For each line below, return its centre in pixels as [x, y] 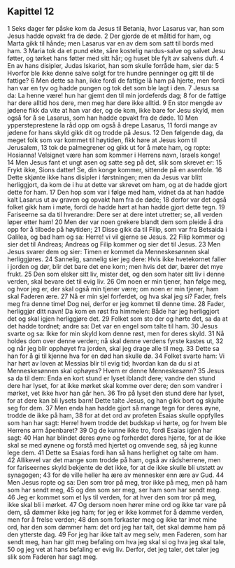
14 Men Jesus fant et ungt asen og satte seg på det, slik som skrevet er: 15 [115, 162]
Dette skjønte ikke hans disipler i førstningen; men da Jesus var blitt [105, 177]
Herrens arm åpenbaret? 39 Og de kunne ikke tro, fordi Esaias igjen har [110, 430]
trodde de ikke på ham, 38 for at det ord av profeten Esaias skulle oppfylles [116, 415]
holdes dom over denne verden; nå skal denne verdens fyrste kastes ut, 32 [115, 341]
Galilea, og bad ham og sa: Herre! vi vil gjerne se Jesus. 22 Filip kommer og [116, 237]
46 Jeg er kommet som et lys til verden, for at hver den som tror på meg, [112, 497]
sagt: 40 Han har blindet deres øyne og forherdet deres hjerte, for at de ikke [117, 438]
